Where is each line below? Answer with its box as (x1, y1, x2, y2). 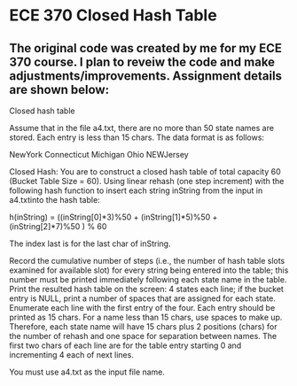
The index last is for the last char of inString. (9, 238, 171, 249)
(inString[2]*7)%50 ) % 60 (9, 221, 107, 231)
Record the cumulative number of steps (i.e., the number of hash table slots (9, 256, 285, 266)
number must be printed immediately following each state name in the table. (9, 274, 287, 284)
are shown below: (9, 81, 109, 97)
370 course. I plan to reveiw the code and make (9, 54, 276, 69)
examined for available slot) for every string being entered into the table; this (9, 265, 289, 275)
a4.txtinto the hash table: (9, 195, 100, 205)
